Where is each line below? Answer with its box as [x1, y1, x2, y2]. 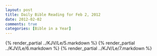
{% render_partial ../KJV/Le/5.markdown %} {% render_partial [5, 40, 135, 46]
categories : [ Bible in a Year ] [5, 26, 71, 31]
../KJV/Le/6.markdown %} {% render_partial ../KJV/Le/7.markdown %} [5, 45, 152, 51]
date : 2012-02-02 [5, 17, 42, 22]
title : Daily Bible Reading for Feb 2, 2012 [5, 12, 101, 17]
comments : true [5, 21, 37, 27]
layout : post [5, 7, 33, 13]
